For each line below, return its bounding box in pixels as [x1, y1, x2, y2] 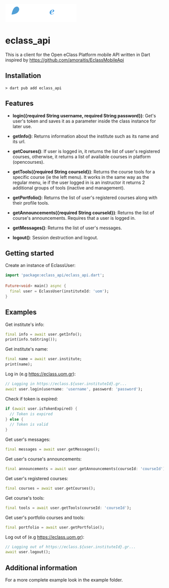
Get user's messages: [5, 436, 50, 442]
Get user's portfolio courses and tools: [5, 514, 85, 520]
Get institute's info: [5, 321, 44, 328]
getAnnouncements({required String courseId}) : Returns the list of [12, 210, 154, 216]
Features [5, 99, 34, 108]
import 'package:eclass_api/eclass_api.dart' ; [5, 273, 105, 278]
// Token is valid [10, 422, 49, 427]
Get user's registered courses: [5, 475, 68, 481]
